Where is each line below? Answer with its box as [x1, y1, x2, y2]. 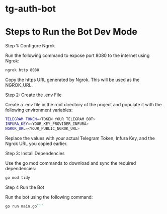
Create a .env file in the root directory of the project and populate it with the [5, 102, 162, 107]
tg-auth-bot [5, 3, 56, 15]
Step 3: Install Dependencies [5, 150, 65, 156]
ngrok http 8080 [5, 67, 39, 73]
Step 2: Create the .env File [5, 92, 62, 98]
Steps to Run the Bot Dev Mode [5, 26, 137, 38]
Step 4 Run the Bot [5, 184, 44, 190]
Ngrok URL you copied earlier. [5, 140, 68, 147]
